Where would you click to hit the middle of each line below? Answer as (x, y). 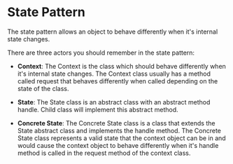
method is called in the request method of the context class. (104, 153)
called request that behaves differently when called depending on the (118, 81)
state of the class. (43, 88)
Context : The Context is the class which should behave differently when (121, 66)
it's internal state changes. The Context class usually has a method (114, 74)
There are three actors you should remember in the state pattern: (101, 53)
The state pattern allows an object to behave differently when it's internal (113, 32)
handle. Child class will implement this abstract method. (98, 109)
